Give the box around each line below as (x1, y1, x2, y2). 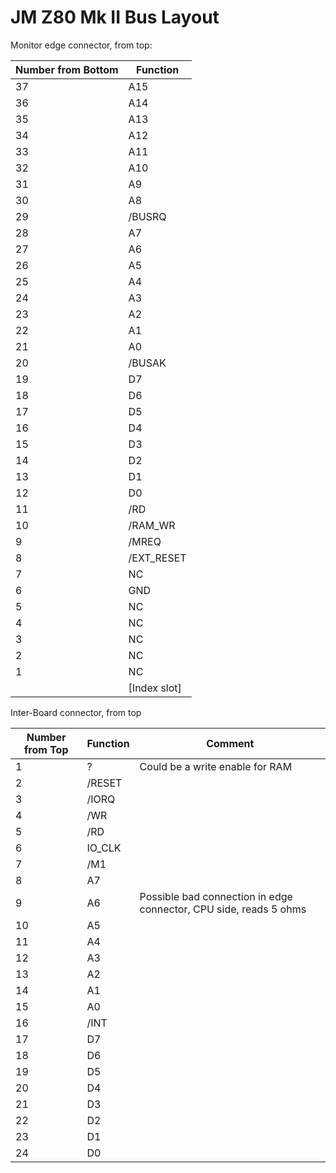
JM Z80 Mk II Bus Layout (10, 6, 220, 29)
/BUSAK (128, 356, 167, 370)
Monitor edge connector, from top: (10, 39, 153, 51)
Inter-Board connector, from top (10, 706, 142, 718)
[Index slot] (128, 681, 182, 695)
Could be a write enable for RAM (139, 759, 293, 773)
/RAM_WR (128, 518, 176, 532)
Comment (206, 736, 255, 750)
